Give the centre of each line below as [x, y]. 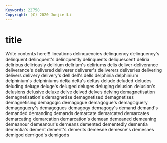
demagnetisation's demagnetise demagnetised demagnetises [70, 97]
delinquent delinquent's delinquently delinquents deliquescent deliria [77, 60]
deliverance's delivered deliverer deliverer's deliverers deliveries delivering [84, 70]
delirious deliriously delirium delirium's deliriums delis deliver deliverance [82, 65]
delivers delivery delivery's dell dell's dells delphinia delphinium [72, 76]
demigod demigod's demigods [37, 135]
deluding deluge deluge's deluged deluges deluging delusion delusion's [80, 87]
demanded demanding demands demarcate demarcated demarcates [77, 113]
